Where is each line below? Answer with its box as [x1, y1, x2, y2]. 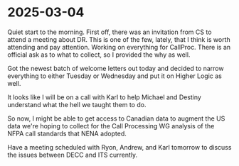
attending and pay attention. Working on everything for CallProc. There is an [7, 43, 231, 51]
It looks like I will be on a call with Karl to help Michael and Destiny [7, 93, 201, 101]
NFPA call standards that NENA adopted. [7, 129, 127, 138]
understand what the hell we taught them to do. [7, 100, 147, 109]
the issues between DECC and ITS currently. [7, 150, 137, 159]
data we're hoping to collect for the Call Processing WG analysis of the [7, 121, 215, 130]
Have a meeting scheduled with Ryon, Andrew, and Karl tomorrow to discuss [7, 143, 232, 151]
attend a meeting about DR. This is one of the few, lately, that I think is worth [7, 35, 231, 43]
